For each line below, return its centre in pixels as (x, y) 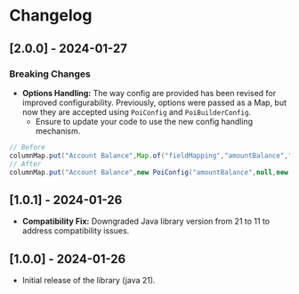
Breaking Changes (50, 74)
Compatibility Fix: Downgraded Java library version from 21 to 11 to (145, 221)
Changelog (51, 16)
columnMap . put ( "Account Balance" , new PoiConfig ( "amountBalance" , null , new (149, 172)
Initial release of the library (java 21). (89, 280)
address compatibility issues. (76, 231)
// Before (28, 147)
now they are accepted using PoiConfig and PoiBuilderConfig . (137, 111)
